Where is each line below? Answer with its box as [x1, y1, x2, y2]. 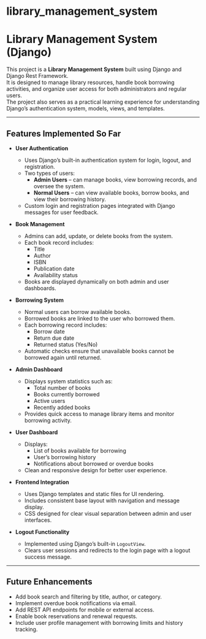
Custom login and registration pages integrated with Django [24, 202, 175, 209]
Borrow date [33, 327, 66, 335]
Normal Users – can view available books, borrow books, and [33, 189, 189, 196]
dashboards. [24, 284, 56, 292]
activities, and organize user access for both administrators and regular [6, 85, 187, 93]
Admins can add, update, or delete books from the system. [24, 232, 174, 240]
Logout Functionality [15, 528, 70, 535]
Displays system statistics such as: [24, 377, 113, 385]
